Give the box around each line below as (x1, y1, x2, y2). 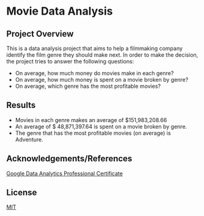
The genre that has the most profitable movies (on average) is (15, 129, 171, 137)
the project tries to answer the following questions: (6, 58, 134, 65)
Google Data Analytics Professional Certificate (6, 170, 123, 177)
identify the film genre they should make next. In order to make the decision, (6, 51, 199, 59)
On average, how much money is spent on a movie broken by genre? (15, 76, 189, 83)
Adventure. (15, 135, 44, 143)
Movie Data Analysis (6, 4, 113, 18)
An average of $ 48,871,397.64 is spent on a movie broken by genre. (15, 123, 188, 130)
